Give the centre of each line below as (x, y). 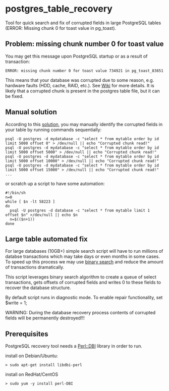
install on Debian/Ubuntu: (32, 356)
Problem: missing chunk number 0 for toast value (84, 44)
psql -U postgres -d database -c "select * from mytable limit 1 (80, 210)
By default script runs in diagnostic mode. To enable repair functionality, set (84, 298)
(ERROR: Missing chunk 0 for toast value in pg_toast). (61, 28)
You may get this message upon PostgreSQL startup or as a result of (76, 56)
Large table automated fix (46, 239)
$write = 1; (16, 303)
